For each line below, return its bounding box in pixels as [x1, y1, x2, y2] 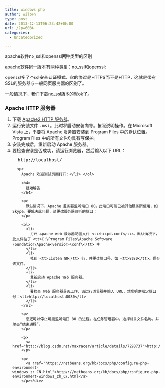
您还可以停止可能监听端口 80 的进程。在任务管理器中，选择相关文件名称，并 [25, 317, 159, 322]
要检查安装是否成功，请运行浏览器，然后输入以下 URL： [12, 148, 126, 154]
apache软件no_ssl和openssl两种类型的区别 [5, 53, 92, 59]
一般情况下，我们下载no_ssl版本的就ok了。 [5, 91, 92, 97]
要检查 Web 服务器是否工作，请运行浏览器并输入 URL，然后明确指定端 [30, 289, 153, 294]
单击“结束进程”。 [12, 322, 43, 327]
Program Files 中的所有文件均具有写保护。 [12, 135, 98, 141]
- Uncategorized [9, 35, 43, 40]
